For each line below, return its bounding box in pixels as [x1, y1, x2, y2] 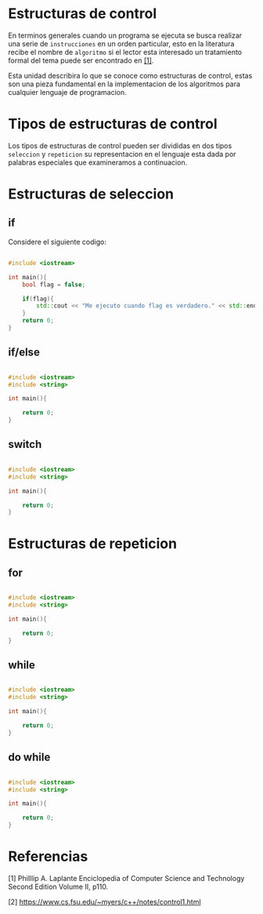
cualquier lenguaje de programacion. [8, 87, 127, 96]
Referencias [8, 848, 88, 865]
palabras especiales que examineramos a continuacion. [8, 158, 188, 167]
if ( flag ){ [22, 295, 55, 303]
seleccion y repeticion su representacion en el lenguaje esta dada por [8, 149, 236, 158]
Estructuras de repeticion [8, 535, 178, 553]
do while [8, 751, 51, 764]
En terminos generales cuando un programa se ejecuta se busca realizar [8, 31, 243, 40]
